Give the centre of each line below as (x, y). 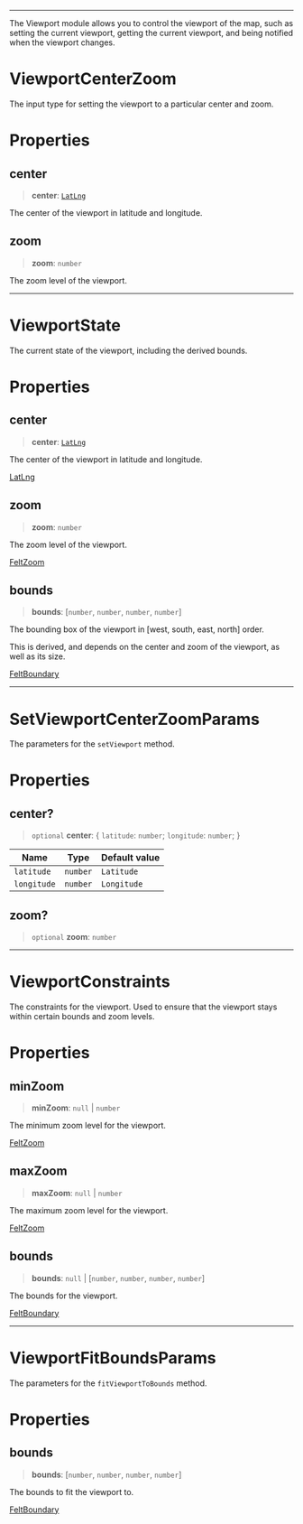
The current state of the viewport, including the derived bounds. (129, 350)
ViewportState (65, 325)
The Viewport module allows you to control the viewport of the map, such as (151, 23)
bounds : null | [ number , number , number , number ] (118, 1278)
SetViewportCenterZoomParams (134, 719)
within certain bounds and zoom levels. (82, 1016)
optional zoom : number (74, 937)
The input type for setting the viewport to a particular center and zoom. (142, 104)
